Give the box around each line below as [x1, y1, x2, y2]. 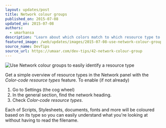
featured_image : [5, 40, 39, 44]
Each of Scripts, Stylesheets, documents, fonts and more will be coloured [5, 107, 155, 113]
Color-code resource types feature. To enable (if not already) [5, 77, 129, 83]
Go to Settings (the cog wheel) [12, 86, 75, 92]
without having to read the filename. [5, 117, 79, 123]
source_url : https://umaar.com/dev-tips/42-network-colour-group [5, 48, 142, 53]
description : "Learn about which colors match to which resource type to [5, 35, 161, 40]
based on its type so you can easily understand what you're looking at [5, 112, 148, 118]
